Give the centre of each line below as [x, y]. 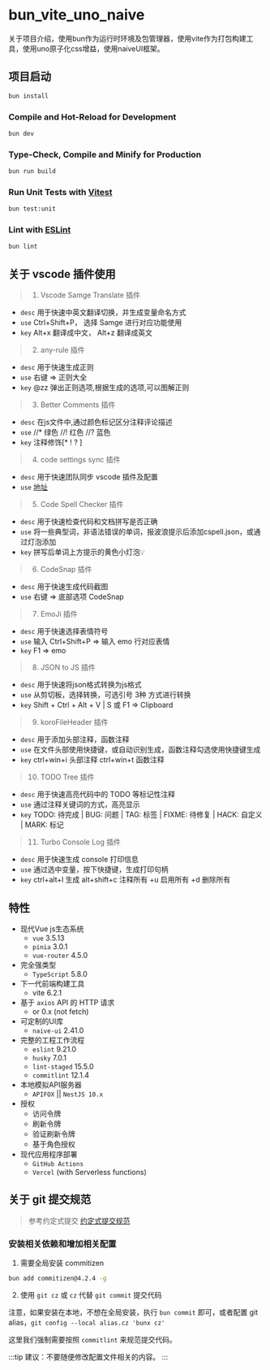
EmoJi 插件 [59, 614]
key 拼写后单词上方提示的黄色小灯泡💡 [83, 552]
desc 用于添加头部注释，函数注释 [75, 739]
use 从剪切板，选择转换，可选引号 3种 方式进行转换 [105, 695]
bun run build [32, 171]
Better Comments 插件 [78, 405]
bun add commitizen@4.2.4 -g [58, 1279]
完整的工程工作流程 [52, 1040]
